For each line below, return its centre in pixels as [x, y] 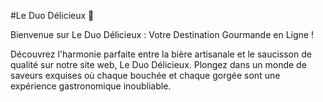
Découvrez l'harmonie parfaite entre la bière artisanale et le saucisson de [161, 54]
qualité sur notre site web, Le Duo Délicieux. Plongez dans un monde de [158, 64]
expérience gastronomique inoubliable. [91, 86]
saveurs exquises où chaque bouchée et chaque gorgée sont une [145, 75]
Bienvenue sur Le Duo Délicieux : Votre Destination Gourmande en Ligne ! [162, 34]
